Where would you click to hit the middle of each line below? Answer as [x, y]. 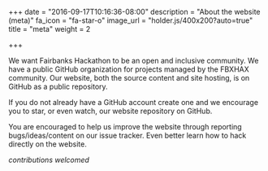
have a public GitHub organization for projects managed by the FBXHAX [129, 69]
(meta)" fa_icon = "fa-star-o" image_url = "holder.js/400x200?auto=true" [131, 20]
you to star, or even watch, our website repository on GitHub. [110, 111]
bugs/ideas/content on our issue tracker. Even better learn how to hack [128, 135]
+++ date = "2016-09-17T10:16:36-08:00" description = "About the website [134, 12]
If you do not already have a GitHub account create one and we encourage [133, 102]
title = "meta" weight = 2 [50, 29]
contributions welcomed [49, 160]
